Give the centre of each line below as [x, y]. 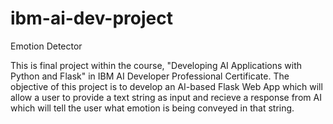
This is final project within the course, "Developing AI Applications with [156, 65]
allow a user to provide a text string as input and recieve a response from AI [166, 97]
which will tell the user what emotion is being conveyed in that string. [152, 108]
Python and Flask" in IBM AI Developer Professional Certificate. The [150, 76]
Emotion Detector [46, 46]
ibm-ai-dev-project [91, 18]
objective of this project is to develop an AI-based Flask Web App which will [166, 86]
